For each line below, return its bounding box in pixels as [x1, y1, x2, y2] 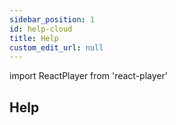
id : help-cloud [9, 24, 73, 34]
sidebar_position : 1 [9, 14, 96, 25]
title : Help [9, 33, 59, 43]
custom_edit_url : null [9, 42, 104, 53]
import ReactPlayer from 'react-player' [9, 70, 168, 82]
